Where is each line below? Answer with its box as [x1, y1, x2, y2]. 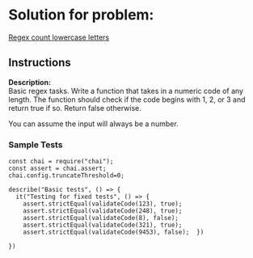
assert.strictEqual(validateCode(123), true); [23, 200, 183, 208]
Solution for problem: [8, 6, 154, 24]
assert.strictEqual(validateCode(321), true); [23, 221, 183, 230]
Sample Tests [8, 139, 63, 150]
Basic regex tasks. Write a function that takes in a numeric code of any [8, 86, 244, 95]
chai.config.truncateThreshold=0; [8, 171, 125, 180]
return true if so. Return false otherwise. [8, 103, 141, 112]
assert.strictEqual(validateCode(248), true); [23, 207, 183, 215]
